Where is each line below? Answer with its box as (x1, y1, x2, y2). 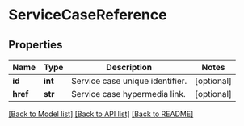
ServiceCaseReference (8, 6, 167, 24)
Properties (8, 38, 63, 52)
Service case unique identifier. (71, 75, 187, 86)
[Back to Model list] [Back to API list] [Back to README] (8, 109, 194, 119)
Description (106, 62, 153, 73)
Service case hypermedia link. (71, 89, 186, 99)
